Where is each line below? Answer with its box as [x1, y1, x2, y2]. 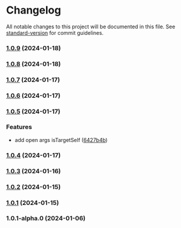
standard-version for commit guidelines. [6, 29, 104, 36]
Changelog [6, 4, 61, 17]
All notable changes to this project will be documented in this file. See [6, 23, 176, 30]
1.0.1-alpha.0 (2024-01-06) [6, 214, 85, 223]
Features [6, 123, 32, 131]
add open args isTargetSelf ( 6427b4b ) [14, 136, 108, 143]
